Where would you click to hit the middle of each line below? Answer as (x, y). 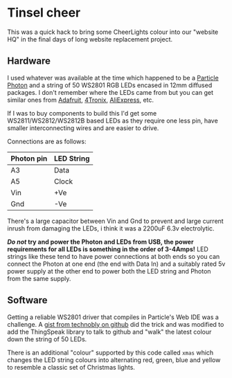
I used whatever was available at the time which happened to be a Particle (113, 78)
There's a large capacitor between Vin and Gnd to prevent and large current (115, 221)
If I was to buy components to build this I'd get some (82, 113)
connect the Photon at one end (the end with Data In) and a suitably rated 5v (116, 264)
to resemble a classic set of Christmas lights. (71, 367)
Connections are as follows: (47, 141)
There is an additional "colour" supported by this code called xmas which (110, 352)
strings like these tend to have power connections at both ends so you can (114, 256)
